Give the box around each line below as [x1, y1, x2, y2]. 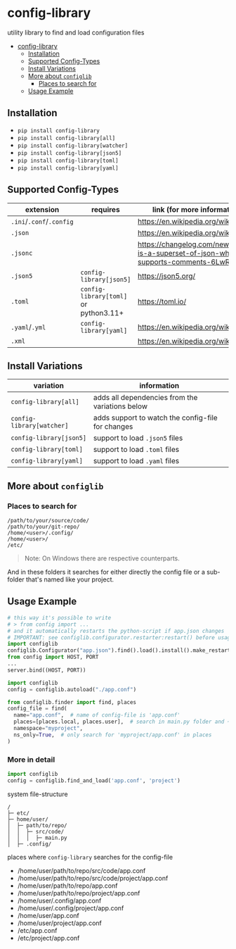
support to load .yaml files [93, 456, 180, 466]
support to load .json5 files [93, 433, 183, 443]
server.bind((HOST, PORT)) [7, 667, 86, 674]
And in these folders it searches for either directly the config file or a [7, 568, 206, 577]
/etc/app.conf [17, 926, 58, 934]
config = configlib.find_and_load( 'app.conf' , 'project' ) [7, 777, 181, 784]
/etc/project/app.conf [17, 934, 80, 942]
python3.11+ [80, 308, 124, 318]
